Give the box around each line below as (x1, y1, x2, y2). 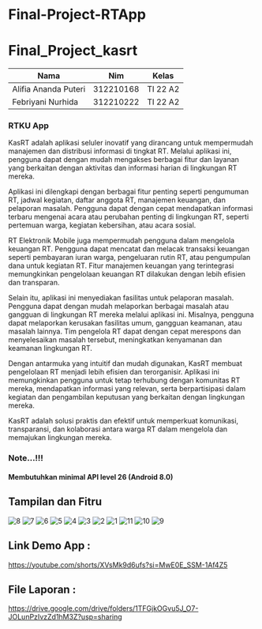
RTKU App (8, 120, 50, 131)
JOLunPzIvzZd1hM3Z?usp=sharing (8, 612, 122, 622)
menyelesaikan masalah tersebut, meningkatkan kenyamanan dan (8, 335, 223, 345)
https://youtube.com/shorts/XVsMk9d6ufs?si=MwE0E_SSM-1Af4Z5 (8, 559, 228, 570)
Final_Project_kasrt (8, 42, 138, 60)
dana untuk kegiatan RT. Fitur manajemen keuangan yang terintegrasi (8, 261, 234, 270)
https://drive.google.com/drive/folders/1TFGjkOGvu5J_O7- (8, 604, 199, 613)
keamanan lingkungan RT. (8, 344, 93, 353)
